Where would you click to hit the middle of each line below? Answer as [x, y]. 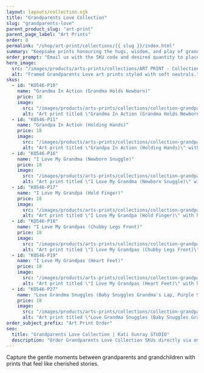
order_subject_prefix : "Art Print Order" [59, 323]
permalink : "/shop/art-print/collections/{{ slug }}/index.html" [90, 46]
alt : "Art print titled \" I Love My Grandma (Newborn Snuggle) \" [107, 182]
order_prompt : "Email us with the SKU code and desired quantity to [95, 57]
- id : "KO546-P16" [35, 153]
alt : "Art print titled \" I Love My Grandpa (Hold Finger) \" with [108, 216]
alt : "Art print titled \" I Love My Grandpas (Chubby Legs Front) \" [111, 249]
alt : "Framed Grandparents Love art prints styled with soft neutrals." [106, 74]
